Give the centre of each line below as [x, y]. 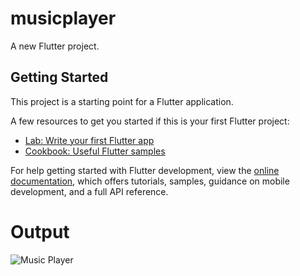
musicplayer [63, 18]
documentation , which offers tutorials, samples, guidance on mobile [150, 181]
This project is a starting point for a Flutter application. [122, 101]
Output [40, 231]
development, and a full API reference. [89, 191]
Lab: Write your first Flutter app [89, 140]
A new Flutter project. [55, 46]
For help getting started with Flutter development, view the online [145, 170]
